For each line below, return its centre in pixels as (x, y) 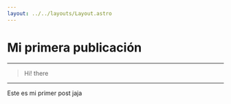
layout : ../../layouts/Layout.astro (59, 13)
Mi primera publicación (75, 47)
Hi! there (36, 73)
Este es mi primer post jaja (45, 93)
